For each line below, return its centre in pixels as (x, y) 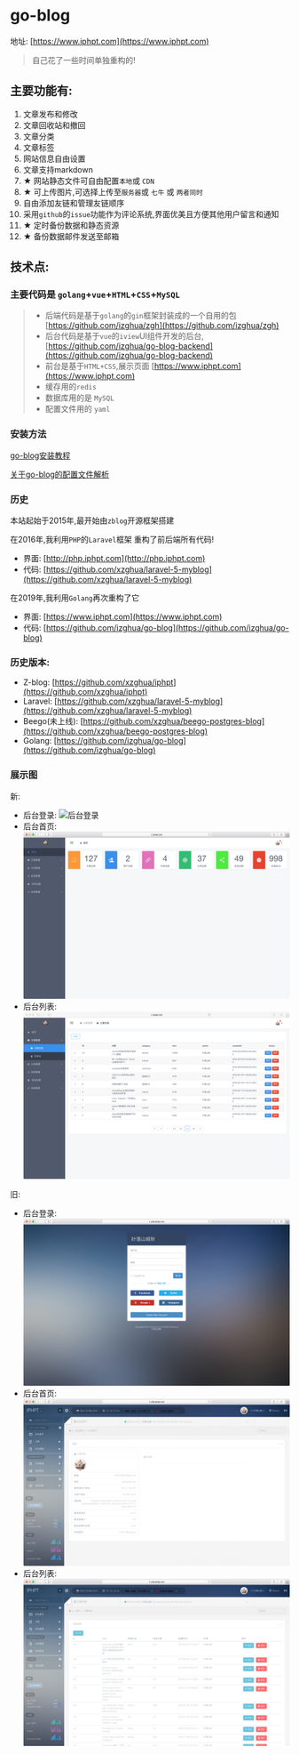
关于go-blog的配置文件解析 (60, 474)
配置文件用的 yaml (78, 409)
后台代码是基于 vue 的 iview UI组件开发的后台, (125, 336)
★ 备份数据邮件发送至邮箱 (71, 236)
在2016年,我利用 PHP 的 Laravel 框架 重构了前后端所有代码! (112, 540)
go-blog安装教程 (40, 455)
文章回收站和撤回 (54, 125)
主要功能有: (42, 91)
